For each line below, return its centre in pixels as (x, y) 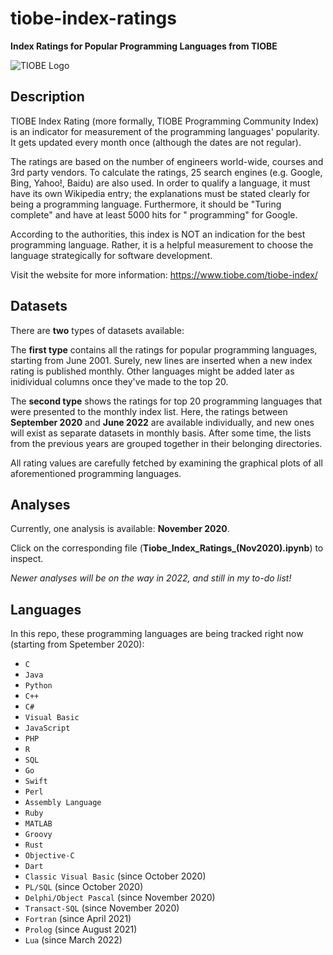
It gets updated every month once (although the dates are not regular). (156, 142)
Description (47, 97)
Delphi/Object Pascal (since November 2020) (120, 898)
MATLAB (38, 824)
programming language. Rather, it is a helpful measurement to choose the (162, 244)
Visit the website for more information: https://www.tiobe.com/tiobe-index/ (164, 274)
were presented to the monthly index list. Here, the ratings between (149, 411)
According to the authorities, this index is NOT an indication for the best (158, 234)
